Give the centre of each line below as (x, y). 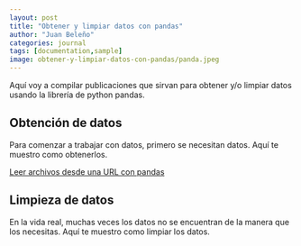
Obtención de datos (66, 123)
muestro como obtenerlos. (59, 154)
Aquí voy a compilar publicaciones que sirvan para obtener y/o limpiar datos (151, 85)
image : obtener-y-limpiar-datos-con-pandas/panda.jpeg (114, 59)
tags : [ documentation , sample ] (66, 51)
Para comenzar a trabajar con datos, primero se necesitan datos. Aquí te (144, 144)
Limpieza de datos (62, 200)
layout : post (34, 18)
